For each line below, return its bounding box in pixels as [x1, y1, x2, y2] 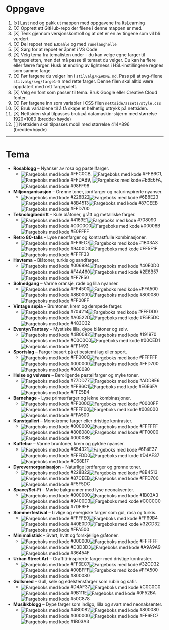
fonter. [13, 94, 27, 101]
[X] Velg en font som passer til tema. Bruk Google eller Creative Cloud [13, 89, 157, 95]
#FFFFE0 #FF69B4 [70, 515, 158, 521]
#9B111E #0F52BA [70, 589, 156, 596]
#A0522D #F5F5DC [70, 314, 160, 320]
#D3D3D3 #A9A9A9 [70, 544, 161, 550]
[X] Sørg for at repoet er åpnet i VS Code [13, 46, 98, 52]
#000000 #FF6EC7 [70, 612, 159, 618]
